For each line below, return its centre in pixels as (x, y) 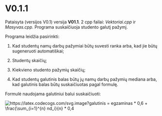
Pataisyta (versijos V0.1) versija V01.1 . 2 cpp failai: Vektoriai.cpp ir (70, 22)
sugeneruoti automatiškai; (38, 51)
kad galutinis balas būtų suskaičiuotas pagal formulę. (65, 84)
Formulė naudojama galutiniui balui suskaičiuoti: (53, 94)
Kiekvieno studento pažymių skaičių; (49, 70)
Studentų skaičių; (29, 60)
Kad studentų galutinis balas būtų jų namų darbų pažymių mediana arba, (84, 79)
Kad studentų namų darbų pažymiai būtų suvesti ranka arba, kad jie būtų (85, 46)
